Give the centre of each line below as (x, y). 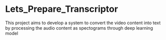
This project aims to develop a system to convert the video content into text (83, 23)
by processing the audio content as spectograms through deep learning (79, 28)
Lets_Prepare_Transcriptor (62, 9)
